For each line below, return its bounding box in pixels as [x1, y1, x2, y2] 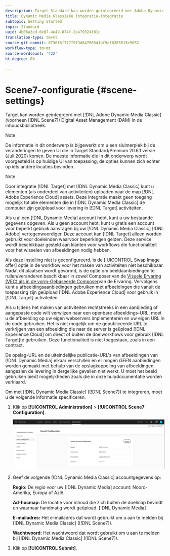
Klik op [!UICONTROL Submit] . [12, 545, 77, 551]
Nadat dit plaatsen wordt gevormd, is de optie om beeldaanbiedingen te [5, 268, 155, 274]
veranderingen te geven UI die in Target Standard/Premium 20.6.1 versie [5, 148, 155, 154]
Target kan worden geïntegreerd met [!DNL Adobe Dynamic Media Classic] [5, 112, 162, 118]
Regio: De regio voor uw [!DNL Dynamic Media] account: [12, 484, 132, 491]
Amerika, [12, 490, 32, 496]
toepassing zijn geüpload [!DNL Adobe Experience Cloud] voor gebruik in [5, 289, 158, 295]
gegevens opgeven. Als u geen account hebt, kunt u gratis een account [5, 220, 154, 226]
